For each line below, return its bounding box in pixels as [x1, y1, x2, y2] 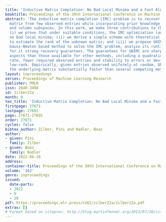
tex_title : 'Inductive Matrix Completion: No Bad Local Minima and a [5, 99, 152, 104]
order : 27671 [5, 117, 32, 123]
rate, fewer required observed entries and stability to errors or [9, 58, 152, 63]
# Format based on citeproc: [5, 210, 65, 215]
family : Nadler [9, 150, 41, 155]
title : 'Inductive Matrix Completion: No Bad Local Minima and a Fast [5, 7, 154, 12]
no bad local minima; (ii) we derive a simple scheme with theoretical [9, 35, 161, 40]
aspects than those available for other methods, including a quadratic [9, 53, 163, 58]
